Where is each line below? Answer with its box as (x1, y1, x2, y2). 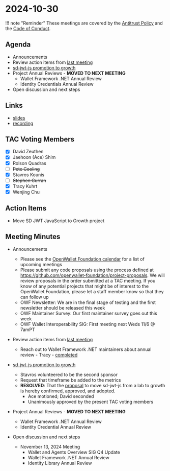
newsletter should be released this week (20, 304, 105, 311)
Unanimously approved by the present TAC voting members (27, 398, 154, 405)
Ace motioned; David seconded (27, 393, 94, 399)
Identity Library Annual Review (27, 460, 93, 466)
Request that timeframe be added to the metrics (20, 376, 121, 383)
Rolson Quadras (12, 160, 47, 166)
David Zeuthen (12, 149, 44, 155)
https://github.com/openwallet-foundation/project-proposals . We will (20, 272, 165, 278)
